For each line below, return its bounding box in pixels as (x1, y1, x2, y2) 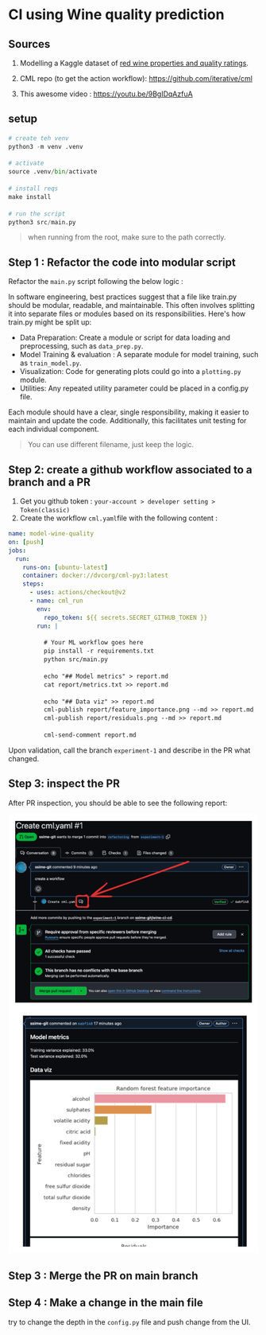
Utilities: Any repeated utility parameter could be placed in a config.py (19, 383, 249, 393)
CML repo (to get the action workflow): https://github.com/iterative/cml (19, 74, 253, 83)
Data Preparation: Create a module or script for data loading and (19, 333, 230, 343)
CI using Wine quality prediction (8, 6, 225, 24)
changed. (8, 753, 40, 763)
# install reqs (8, 185, 59, 193)
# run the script (8, 209, 66, 218)
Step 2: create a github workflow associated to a (8, 463, 253, 477)
